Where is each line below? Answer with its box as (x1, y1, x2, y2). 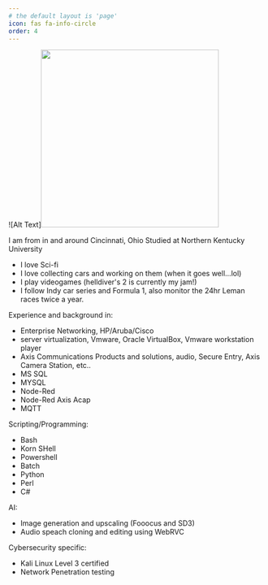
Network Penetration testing (19, 567, 115, 577)
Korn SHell (19, 444, 57, 453)
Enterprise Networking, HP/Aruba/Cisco (19, 326, 154, 336)
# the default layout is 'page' (8, 11, 118, 20)
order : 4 (8, 27, 38, 35)
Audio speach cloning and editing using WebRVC (19, 527, 185, 537)
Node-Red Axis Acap (19, 395, 91, 405)
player (19, 343, 42, 353)
